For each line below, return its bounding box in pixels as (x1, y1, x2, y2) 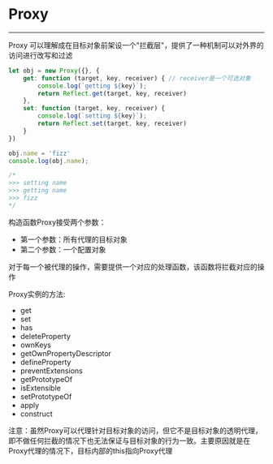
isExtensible (19, 383, 61, 393)
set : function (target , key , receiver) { (23, 105, 165, 113)
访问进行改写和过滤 (8, 50, 73, 60)
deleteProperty (19, 331, 71, 341)
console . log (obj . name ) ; (8, 157, 89, 165)
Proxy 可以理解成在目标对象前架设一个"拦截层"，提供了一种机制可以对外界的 (8, 40, 264, 49)
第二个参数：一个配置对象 (19, 244, 106, 254)
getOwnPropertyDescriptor (19, 348, 112, 358)
